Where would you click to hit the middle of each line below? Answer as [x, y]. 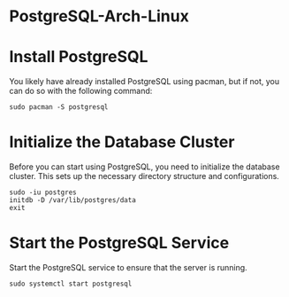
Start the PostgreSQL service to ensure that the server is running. [128, 267]
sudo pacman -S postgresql [59, 107]
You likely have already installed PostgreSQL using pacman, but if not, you [144, 82]
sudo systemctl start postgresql [71, 284]
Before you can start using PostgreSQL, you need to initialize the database [144, 167]
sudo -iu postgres [43, 192]
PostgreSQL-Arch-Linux [99, 16]
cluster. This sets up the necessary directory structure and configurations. [144, 176]
